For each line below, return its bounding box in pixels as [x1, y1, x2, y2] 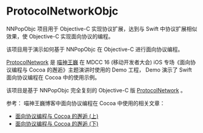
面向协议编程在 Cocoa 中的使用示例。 [6, 73, 100, 81]
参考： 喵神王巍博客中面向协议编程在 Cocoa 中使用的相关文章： [6, 99, 165, 107]
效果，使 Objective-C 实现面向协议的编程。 [6, 32, 114, 40]
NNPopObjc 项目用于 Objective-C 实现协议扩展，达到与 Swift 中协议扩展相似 [6, 25, 198, 32]
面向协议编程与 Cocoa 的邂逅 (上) [15, 112, 99, 120]
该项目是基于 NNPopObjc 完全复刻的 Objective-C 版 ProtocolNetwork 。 [6, 86, 186, 94]
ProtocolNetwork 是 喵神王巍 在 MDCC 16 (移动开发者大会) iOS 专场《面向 [6, 58, 191, 66]
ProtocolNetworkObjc [6, 4, 119, 18]
